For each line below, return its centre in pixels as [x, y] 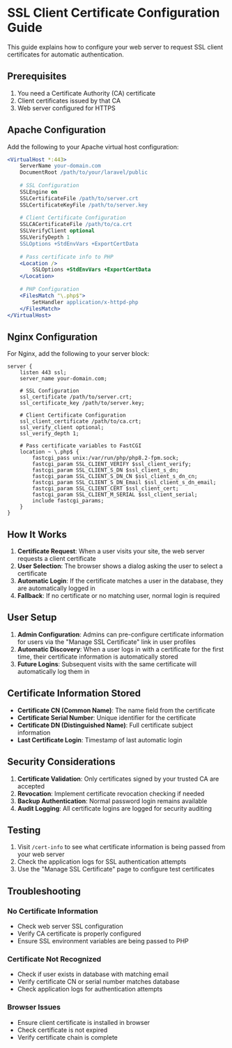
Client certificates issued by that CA [69, 100]
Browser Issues [34, 1008]
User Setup [32, 618]
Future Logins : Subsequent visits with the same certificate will [107, 664]
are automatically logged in [56, 588]
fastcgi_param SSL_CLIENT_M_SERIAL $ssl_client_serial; [115, 495]
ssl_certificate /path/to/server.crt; [76, 397]
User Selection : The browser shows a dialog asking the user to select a [120, 566]
